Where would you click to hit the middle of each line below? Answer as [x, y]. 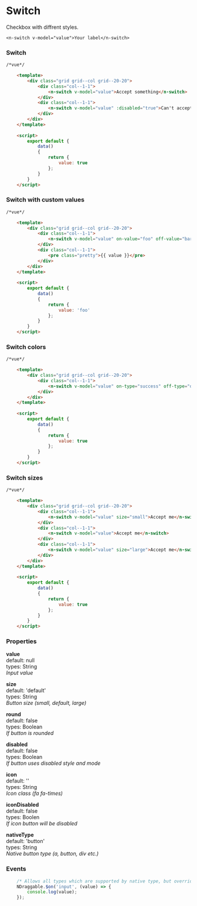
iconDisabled [23, 805]
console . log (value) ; [52, 892]
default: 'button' [26, 841]
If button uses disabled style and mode [53, 763]
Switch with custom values [45, 200]
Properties [21, 641]
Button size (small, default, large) [46, 703]
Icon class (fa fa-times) [35, 793]
